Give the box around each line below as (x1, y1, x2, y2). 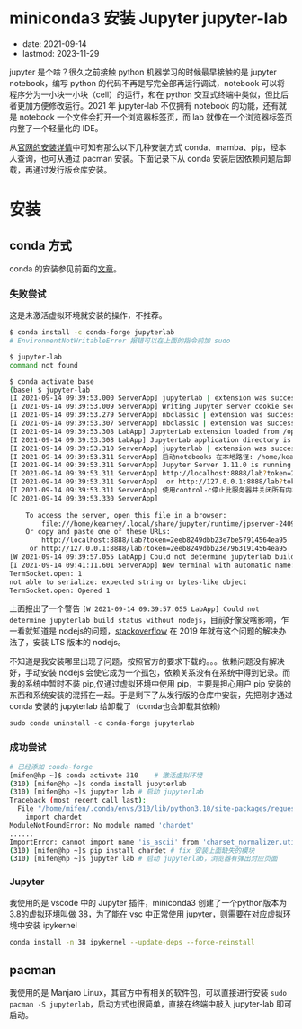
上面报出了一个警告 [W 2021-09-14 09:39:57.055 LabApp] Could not (9, 603, 260, 614)
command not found (9, 360, 78, 369)
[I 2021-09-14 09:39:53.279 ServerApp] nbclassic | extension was (9, 411, 263, 420)
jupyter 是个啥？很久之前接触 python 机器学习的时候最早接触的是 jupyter (9, 67, 277, 77)
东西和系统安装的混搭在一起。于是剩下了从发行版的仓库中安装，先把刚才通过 (9, 689, 293, 701)
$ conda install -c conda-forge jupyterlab (9, 328, 175, 337)
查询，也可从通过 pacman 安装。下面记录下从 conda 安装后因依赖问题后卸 (16, 153, 292, 164)
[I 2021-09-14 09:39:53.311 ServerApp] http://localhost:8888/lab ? (9, 469, 268, 478)
